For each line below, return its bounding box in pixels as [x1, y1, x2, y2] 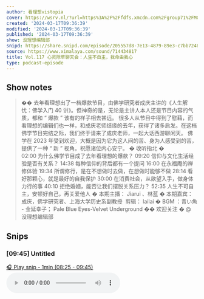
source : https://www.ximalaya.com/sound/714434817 [6, 49, 137, 55]
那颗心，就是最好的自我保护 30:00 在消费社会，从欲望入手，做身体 [26, 175, 194, 182]
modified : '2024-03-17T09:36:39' [6, 26, 91, 32]
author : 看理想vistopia [6, 9, 64, 15]
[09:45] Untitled [6, 249, 55, 258]
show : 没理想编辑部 [6, 37, 50, 43]
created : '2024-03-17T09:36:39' [6, 20, 88, 26]
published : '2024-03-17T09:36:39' [6, 32, 94, 38]
